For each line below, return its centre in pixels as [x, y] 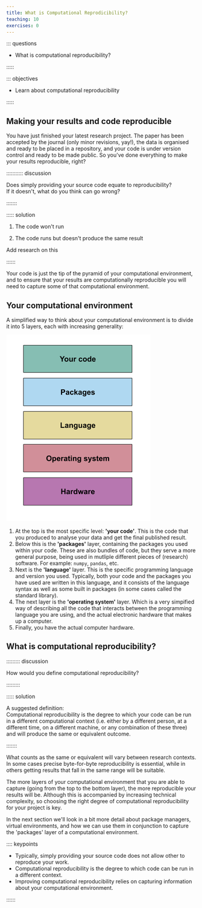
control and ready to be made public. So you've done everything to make [97, 155]
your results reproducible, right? [46, 162]
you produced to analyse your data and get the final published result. [101, 538]
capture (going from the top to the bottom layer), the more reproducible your [101, 788]
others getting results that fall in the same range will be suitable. [86, 770]
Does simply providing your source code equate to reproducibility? [89, 185]
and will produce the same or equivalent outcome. [68, 734]
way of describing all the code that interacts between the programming [103, 608]
